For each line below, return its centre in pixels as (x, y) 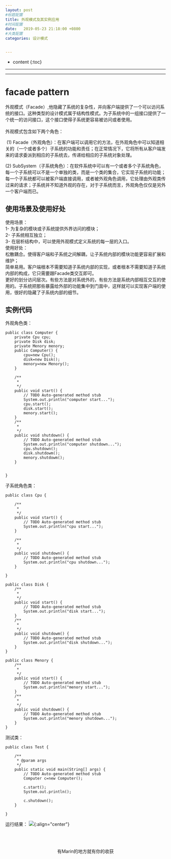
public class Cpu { (26, 495)
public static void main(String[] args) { (60, 770)
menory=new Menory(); (47, 364)
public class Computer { (32, 333)
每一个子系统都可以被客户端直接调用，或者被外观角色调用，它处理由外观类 (83, 179)
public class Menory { (29, 661)
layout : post (19, 10)
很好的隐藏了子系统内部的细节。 (48, 292)
